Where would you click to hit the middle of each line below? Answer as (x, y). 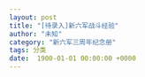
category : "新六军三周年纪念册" (63, 42)
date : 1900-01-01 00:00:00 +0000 (73, 58)
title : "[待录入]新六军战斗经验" (64, 26)
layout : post (33, 17)
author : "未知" (36, 34)
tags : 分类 (28, 50)
